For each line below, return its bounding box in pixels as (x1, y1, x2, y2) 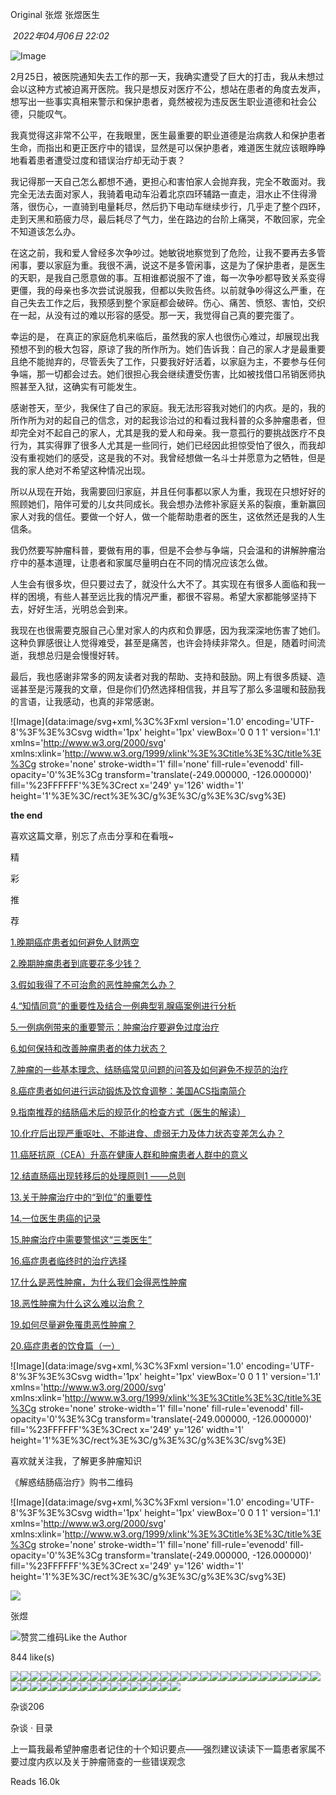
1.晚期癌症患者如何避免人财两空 (10, 936, 140, 948)
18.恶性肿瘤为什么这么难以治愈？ (10, 1298, 145, 1309)
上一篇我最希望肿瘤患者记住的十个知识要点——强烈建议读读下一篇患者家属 (10, 1743, 317, 1755)
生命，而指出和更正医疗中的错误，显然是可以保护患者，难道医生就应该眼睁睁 (10, 142, 326, 153)
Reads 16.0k (10, 1776, 60, 1787)
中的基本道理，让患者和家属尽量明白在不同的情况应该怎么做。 (18, 557, 273, 568)
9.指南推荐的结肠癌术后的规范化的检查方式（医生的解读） (10, 1106, 247, 1118)
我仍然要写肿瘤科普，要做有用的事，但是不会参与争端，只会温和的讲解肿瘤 (10, 544, 317, 556)
